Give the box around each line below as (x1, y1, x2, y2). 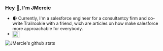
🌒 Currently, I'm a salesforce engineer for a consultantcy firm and (12, 16, 147, 21)
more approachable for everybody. (12, 26, 83, 32)
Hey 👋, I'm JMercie (5, 4, 51, 11)
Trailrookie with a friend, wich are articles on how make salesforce (24, 20, 159, 26)
